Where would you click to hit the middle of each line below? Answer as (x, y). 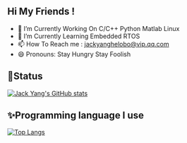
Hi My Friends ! (41, 12)
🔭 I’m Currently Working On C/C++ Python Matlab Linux (98, 28)
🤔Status (25, 76)
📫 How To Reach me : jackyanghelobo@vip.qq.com (93, 44)
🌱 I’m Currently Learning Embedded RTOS (79, 36)
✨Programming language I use (76, 116)
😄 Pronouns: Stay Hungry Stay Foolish (74, 54)
